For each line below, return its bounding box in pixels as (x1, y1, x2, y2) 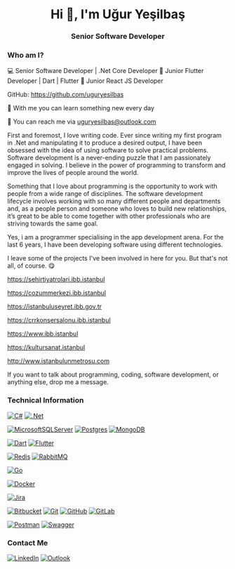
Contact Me (7, 537, 48, 547)
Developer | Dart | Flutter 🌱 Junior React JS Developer (7, 77, 163, 85)
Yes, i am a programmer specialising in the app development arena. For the (7, 233, 224, 242)
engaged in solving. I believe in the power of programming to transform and (7, 161, 226, 169)
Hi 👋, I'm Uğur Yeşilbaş (50, 6, 186, 22)
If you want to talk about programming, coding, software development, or (7, 370, 219, 379)
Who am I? (7, 51, 44, 60)
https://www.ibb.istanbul (7, 329, 79, 338)
